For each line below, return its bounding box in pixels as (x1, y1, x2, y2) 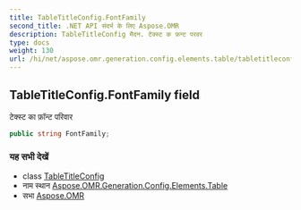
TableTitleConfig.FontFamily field (9, 88, 200, 103)
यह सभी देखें (9, 150, 49, 163)
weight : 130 (9, 46, 54, 55)
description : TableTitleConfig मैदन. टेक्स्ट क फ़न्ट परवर (9, 29, 203, 38)
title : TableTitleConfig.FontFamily (9, 13, 146, 22)
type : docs (9, 38, 50, 47)
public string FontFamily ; (9, 129, 110, 139)
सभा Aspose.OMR (21, 189, 85, 201)
